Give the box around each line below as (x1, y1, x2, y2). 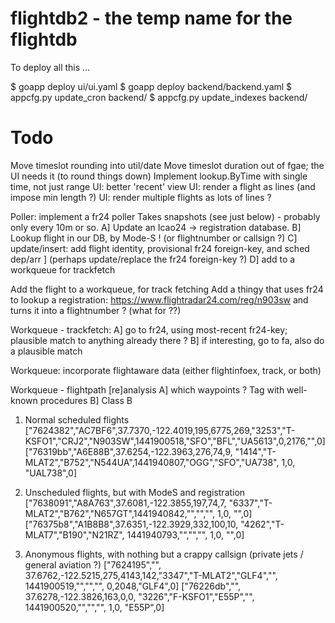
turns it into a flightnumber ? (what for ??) (10, 304, 182, 316)
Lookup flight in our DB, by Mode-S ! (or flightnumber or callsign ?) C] (10, 232, 298, 244)
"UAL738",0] (24, 467, 78, 479)
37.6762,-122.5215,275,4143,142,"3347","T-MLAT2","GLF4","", (24, 569, 278, 581)
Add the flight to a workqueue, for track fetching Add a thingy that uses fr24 (10, 283, 324, 295)
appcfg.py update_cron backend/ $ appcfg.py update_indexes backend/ (10, 91, 308, 103)
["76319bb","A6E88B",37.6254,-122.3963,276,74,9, (24, 445, 233, 457)
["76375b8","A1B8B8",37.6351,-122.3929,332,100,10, (24, 518, 239, 530)
